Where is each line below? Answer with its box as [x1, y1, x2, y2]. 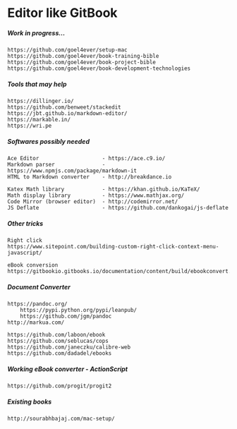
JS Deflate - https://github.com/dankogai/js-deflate [7, 205, 229, 212]
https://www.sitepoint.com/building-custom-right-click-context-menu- [7, 243, 219, 250]
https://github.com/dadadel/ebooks [7, 350, 112, 357]
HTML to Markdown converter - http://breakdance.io [7, 174, 172, 181]
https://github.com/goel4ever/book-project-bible [7, 59, 157, 66]
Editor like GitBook [7, 5, 118, 21]
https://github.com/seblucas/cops [7, 337, 109, 345]
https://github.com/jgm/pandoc [20, 313, 112, 320]
